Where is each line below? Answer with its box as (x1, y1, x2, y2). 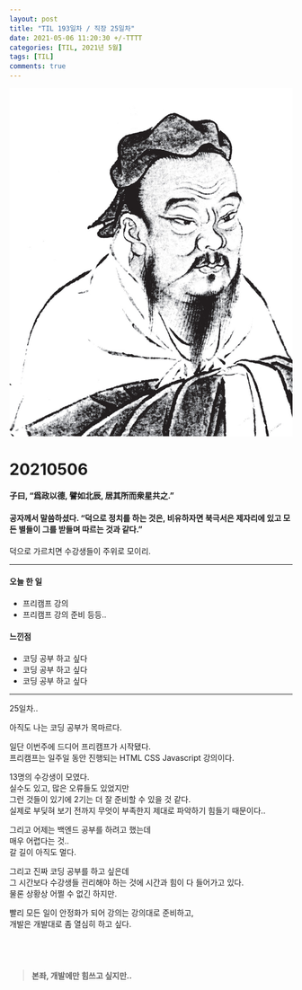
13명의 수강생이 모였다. (9, 771, 90, 782)
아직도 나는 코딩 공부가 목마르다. (9, 721, 123, 732)
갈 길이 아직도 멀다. (9, 846, 76, 857)
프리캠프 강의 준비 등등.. (22, 609, 107, 620)
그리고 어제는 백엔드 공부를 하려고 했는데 (9, 824, 151, 835)
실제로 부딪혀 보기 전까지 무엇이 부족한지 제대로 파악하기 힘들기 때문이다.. (9, 805, 266, 816)
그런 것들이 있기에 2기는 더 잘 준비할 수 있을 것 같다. (9, 793, 191, 804)
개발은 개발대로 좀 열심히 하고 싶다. (9, 918, 132, 929)
